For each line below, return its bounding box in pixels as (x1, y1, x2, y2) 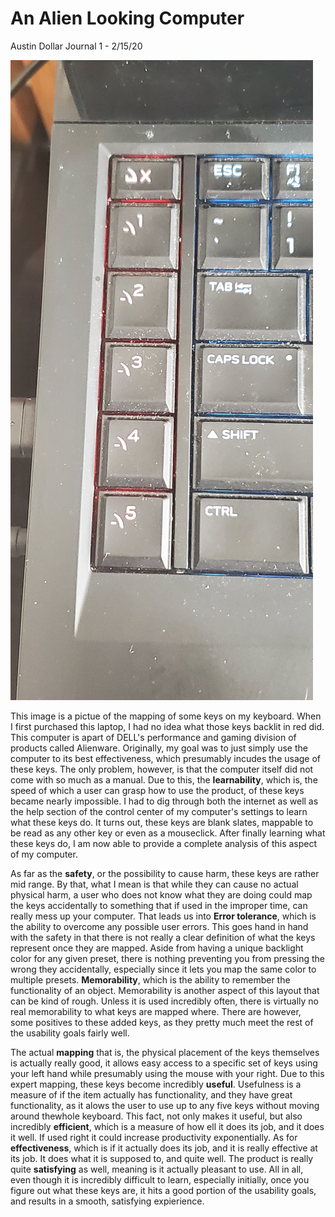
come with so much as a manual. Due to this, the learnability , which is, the (10, 773, 318, 786)
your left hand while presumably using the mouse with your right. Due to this (10, 1067, 325, 1079)
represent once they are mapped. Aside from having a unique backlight (10, 942, 304, 954)
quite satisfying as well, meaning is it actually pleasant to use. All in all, (10, 1163, 304, 1175)
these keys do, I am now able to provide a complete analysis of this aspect (10, 837, 318, 849)
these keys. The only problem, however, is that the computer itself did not (10, 763, 314, 775)
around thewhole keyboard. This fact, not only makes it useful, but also (10, 1110, 303, 1122)
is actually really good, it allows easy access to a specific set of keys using (10, 1057, 318, 1069)
